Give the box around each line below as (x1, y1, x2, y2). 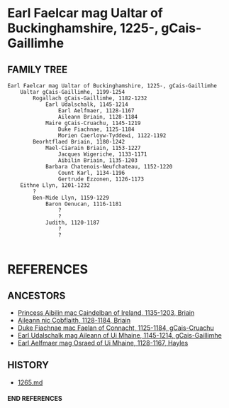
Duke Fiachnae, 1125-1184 (57, 126, 135, 133)
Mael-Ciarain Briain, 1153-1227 (45, 144, 141, 151)
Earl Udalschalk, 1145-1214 (45, 101, 129, 108)
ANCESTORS (7, 289, 66, 301)
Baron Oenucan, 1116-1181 (45, 200, 122, 208)
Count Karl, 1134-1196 (57, 169, 125, 176)
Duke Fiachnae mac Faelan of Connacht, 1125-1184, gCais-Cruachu (17, 323, 214, 332)
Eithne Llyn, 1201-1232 (20, 182, 91, 189)
